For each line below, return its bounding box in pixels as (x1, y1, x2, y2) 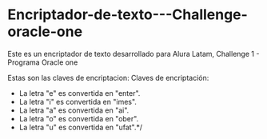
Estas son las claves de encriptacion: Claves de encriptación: (7, 73, 209, 82)
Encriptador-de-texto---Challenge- (7, 6, 249, 24)
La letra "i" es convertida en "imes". (18, 97, 137, 106)
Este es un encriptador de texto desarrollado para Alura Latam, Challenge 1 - (7, 49, 260, 58)
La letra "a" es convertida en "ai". (18, 105, 130, 115)
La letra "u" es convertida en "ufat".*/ (18, 122, 143, 132)
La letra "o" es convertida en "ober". (18, 113, 139, 123)
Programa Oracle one (7, 58, 78, 67)
